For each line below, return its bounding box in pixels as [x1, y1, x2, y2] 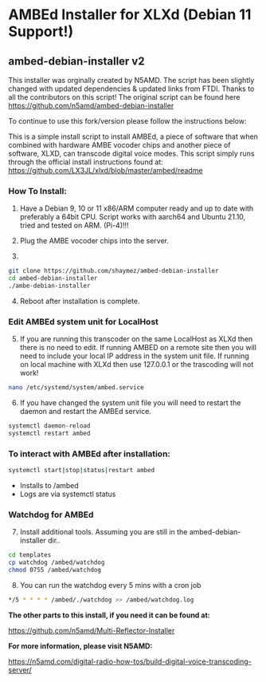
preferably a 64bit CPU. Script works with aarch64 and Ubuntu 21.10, [19, 212, 246, 222]
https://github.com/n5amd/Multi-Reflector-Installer [8, 625, 175, 635]
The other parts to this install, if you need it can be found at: [8, 610, 210, 620]
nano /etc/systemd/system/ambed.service [8, 384, 145, 392]
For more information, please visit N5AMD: [8, 641, 153, 651]
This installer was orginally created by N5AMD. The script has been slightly [8, 76, 255, 85]
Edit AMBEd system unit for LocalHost [8, 316, 159, 327]
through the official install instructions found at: [8, 157, 163, 167]
